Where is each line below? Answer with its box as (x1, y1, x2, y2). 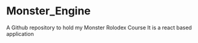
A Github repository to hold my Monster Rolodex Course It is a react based (6, 24, 192, 31)
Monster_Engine (6, 4, 91, 18)
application (6, 30, 35, 37)
